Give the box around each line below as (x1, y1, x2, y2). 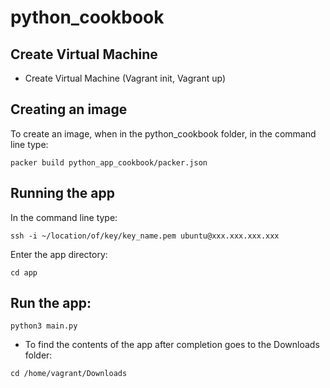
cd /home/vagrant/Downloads (10, 369, 128, 379)
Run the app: (10, 295, 92, 312)
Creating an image (10, 101, 128, 118)
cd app (10, 267, 38, 278)
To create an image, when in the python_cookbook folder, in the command (10, 127, 317, 140)
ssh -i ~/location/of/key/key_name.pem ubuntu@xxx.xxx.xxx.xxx (10, 231, 280, 241)
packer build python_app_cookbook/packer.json (10, 157, 208, 168)
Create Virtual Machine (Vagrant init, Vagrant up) (24, 72, 227, 84)
